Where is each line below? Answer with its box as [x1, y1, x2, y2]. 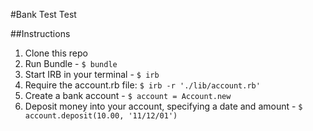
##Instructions [10, 28, 71, 39]
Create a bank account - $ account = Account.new [24, 90, 232, 101]
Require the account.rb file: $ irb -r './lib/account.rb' [24, 79, 261, 91]
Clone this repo [24, 47, 88, 59]
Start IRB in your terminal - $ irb [24, 69, 160, 80]
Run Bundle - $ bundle [24, 58, 118, 69]
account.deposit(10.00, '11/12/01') [24, 111, 178, 121]
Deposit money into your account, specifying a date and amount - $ [24, 100, 303, 112]
